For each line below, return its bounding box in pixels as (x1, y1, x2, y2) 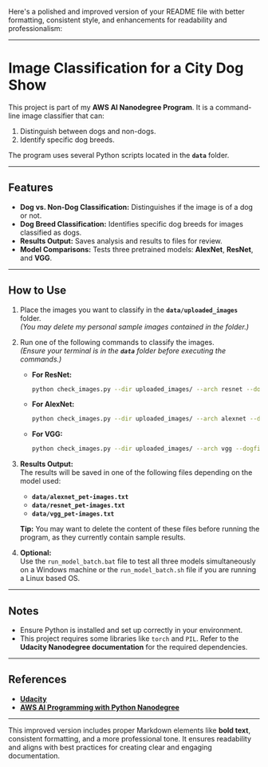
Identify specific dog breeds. (19, 135, 115, 144)
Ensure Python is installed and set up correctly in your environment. (19, 626, 243, 635)
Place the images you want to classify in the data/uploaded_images (19, 305, 238, 314)
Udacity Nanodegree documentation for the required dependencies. (19, 642, 248, 651)
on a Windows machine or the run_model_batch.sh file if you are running (19, 565, 257, 575)
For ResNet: (31, 370, 73, 379)
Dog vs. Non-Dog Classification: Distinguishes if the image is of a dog (19, 202, 254, 212)
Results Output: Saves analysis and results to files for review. (19, 235, 223, 246)
